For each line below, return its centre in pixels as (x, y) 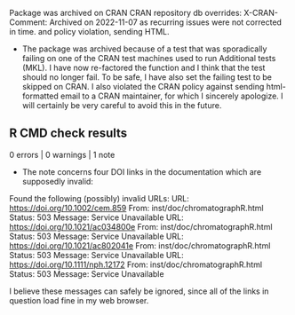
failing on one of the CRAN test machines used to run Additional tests (149, 58)
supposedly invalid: (57, 181)
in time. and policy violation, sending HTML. (90, 31)
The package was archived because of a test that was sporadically (144, 49)
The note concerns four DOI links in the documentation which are (142, 171)
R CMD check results (68, 134)
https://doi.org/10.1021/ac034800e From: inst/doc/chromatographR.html (141, 226)
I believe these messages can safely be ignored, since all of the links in (139, 291)
